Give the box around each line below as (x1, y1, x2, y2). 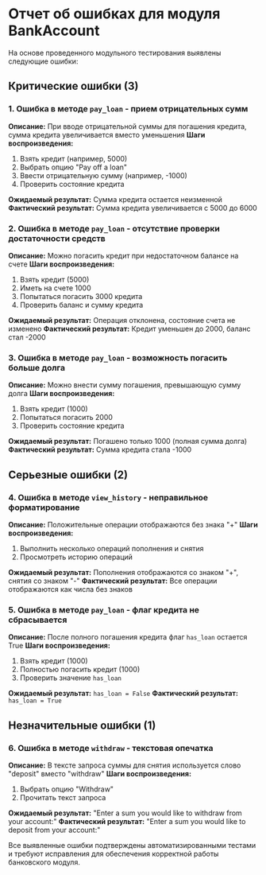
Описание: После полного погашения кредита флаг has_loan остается (8, 632, 248, 642)
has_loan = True (8, 697, 62, 705)
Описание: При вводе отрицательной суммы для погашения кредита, (8, 121, 248, 131)
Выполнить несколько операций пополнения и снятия (19, 543, 204, 553)
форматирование (8, 502, 80, 513)
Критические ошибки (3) (8, 80, 139, 93)
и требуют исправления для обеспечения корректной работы (8, 849, 219, 858)
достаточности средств (8, 232, 106, 243)
